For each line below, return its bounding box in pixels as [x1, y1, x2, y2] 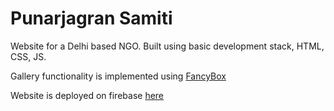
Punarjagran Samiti [10, 7, 173, 30]
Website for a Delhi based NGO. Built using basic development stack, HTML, [10, 40, 325, 52]
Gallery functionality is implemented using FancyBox [10, 70, 227, 82]
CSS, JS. [10, 50, 47, 62]
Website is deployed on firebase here [10, 89, 165, 101]
